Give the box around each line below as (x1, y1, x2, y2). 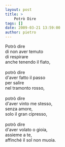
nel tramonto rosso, (5, 85, 45, 91)
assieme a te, (5, 132, 32, 138)
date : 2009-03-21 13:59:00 (5, 25, 61, 30)
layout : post (5, 7, 32, 12)
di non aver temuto (5, 49, 43, 54)
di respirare (5, 54, 29, 59)
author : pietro (5, 30, 36, 35)
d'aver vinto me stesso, (5, 101, 53, 106)
